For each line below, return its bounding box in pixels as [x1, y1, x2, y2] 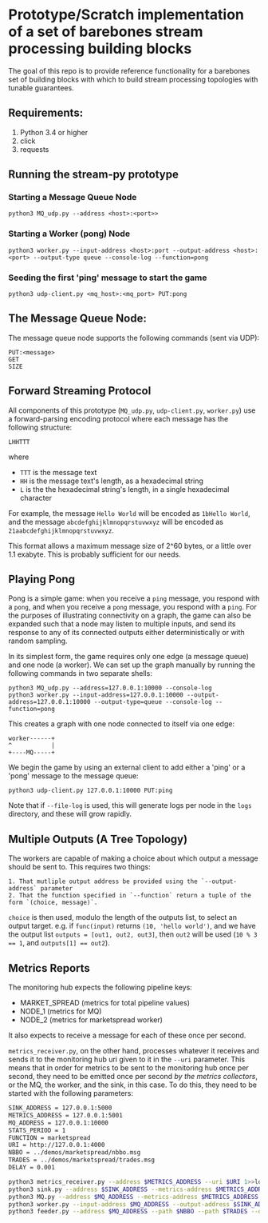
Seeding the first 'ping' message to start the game [8, 272, 207, 283]
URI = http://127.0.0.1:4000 [8, 1141, 105, 1149]
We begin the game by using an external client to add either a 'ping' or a [8, 762, 246, 773]
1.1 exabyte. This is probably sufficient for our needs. [8, 550, 181, 559]
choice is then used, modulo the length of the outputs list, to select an [8, 913, 238, 922]
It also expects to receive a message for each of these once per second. [8, 1030, 246, 1041]
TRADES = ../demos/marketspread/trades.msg [8, 1156, 156, 1165]
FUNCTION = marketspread [8, 1133, 91, 1141]
